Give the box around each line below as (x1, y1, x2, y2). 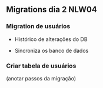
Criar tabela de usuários (6, 62, 77, 70)
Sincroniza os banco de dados (14, 47, 89, 54)
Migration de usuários (6, 22, 71, 31)
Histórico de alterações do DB (14, 35, 88, 43)
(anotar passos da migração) (6, 75, 77, 82)
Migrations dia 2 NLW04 (6, 5, 97, 15)
